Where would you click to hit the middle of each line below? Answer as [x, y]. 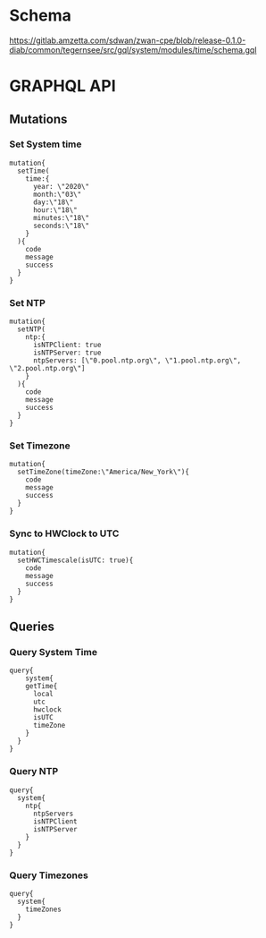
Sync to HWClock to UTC [64, 533]
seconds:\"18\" [61, 226]
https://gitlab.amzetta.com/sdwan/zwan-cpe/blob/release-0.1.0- [128, 40]
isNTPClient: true [67, 345]
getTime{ [42, 686]
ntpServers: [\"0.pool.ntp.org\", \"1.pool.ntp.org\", [137, 361]
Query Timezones [49, 875]
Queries [32, 627]
